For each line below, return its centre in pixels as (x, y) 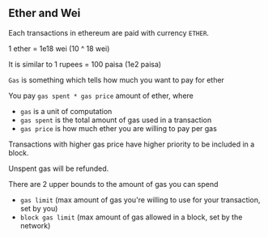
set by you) (39, 208)
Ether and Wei (45, 13)
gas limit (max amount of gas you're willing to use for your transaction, (140, 200)
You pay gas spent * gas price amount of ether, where (101, 96)
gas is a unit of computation (66, 111)
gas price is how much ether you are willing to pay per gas (118, 128)
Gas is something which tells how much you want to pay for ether (117, 79)
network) (35, 225)
